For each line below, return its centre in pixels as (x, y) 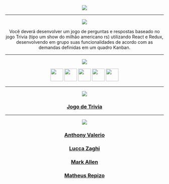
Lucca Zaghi (84, 149)
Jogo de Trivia (84, 107)
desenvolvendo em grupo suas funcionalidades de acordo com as (84, 42)
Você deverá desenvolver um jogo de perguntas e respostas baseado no (84, 31)
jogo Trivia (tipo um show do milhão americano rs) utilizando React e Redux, (84, 37)
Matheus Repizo (84, 175)
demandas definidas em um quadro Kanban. (84, 48)
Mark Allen (84, 162)
